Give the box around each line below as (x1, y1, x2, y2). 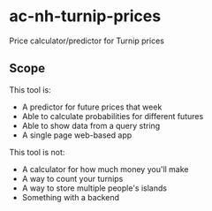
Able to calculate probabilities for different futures (21, 110, 204, 121)
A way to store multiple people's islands (21, 183, 168, 193)
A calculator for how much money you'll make (21, 163, 189, 174)
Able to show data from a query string (21, 120, 161, 131)
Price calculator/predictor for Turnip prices (9, 35, 165, 46)
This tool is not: (9, 147, 65, 157)
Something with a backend (21, 192, 120, 202)
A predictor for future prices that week (21, 102, 163, 112)
